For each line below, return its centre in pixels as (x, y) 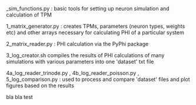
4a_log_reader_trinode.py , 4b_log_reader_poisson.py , (73, 73)
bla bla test (20, 97)
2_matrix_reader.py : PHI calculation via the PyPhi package (77, 44)
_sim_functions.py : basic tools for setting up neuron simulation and (88, 9)
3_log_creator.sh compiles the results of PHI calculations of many (85, 55)
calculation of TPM (29, 15)
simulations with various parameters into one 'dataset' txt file (80, 62)
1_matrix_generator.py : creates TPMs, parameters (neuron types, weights (96, 26)
